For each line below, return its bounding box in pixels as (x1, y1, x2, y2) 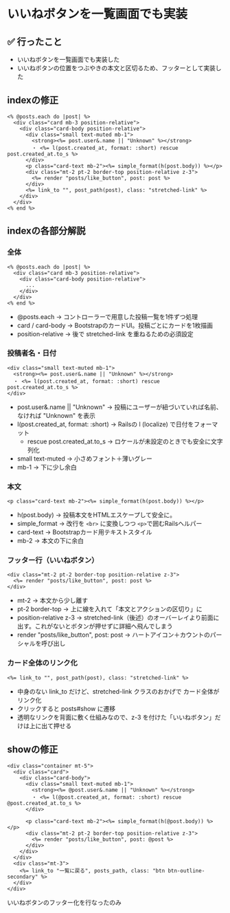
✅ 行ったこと (7, 36, 62, 47)
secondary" (7, 873, 38, 880)
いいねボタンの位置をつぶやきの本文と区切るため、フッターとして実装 (16, 64, 216, 72)
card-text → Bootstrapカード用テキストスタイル (16, 528, 152, 536)
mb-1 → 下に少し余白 (16, 463, 77, 471)
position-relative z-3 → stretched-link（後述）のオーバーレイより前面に (16, 613, 220, 622)
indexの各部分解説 (7, 225, 86, 237)
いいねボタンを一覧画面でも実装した (16, 56, 120, 63)
